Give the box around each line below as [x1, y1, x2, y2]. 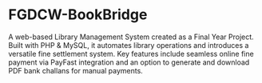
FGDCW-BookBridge [8, 6, 148, 24]
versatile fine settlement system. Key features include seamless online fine [8, 49, 254, 58]
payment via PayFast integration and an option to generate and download [8, 57, 250, 67]
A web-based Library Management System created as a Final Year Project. [8, 32, 254, 41]
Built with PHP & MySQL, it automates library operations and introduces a [8, 40, 249, 49]
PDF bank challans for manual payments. [8, 65, 144, 75]
